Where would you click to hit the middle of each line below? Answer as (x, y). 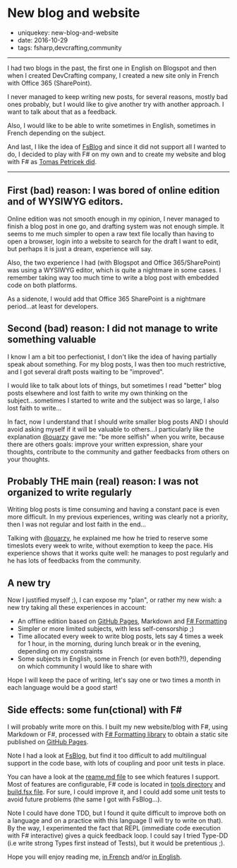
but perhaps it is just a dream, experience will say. (80, 248)
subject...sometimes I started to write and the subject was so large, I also (114, 400)
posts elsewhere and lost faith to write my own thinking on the (98, 393)
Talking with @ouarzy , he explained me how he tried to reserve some (108, 538)
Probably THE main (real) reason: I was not (103, 481)
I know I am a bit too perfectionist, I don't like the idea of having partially (112, 357)
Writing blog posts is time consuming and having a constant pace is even (114, 509)
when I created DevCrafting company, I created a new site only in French (113, 75)
